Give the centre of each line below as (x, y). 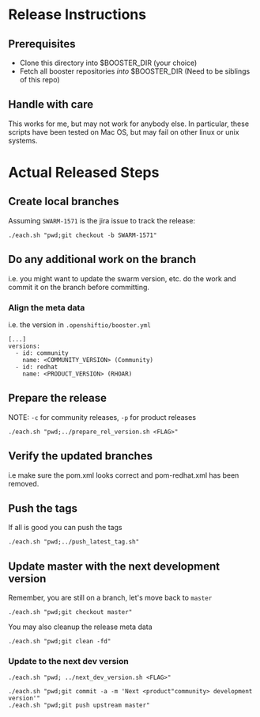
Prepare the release (58, 398)
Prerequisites (42, 44)
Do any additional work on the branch (102, 259)
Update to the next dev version (68, 662)
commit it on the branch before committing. (79, 287)
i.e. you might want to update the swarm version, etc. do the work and (122, 278)
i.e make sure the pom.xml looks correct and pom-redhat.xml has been (124, 475)
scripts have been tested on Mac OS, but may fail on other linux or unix (124, 132)
